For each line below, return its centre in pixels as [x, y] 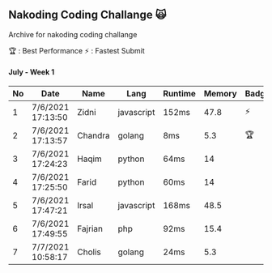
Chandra [93, 136]
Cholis [89, 252]
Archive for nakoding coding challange [73, 34]
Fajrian [90, 229]
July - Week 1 [32, 72]
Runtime [180, 94]
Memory [220, 94]
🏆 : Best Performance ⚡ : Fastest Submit [77, 50]
